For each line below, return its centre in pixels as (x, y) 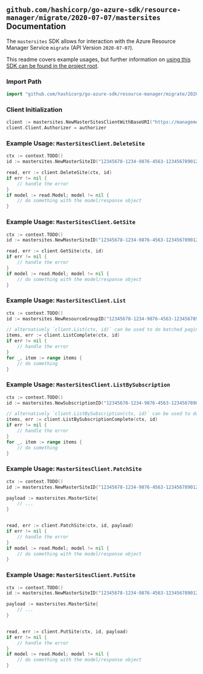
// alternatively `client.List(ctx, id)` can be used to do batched (94, 330)
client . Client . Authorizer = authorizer (56, 128)
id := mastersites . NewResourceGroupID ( (56, 318)
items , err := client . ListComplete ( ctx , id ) (63, 335)
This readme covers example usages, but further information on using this (98, 59)
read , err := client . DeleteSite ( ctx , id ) (59, 173)
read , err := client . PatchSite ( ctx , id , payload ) (70, 526)
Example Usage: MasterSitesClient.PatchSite (74, 469)
